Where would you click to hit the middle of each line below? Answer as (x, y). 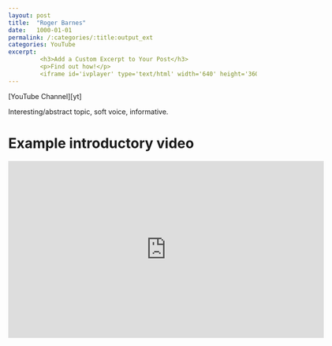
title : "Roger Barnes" (47, 23)
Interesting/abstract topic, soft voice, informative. (88, 112)
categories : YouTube (42, 45)
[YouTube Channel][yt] (45, 96)
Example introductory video (101, 143)
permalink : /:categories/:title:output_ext (81, 37)
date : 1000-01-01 (40, 30)
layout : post (30, 15)
